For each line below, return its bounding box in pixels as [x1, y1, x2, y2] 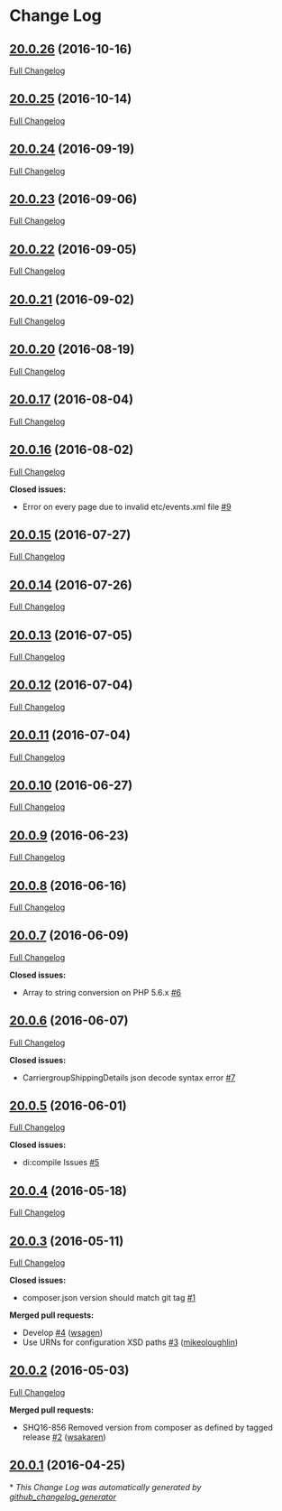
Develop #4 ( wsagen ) [22, 1328, 104, 1339]
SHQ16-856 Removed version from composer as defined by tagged [22, 1422, 273, 1432]
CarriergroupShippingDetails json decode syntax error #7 [22, 1071, 236, 1083]
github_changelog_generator [9, 1491, 117, 1502]
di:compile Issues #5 [22, 1157, 100, 1168]
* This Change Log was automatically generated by [9, 1481, 202, 1492]
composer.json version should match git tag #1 [22, 1293, 196, 1303]
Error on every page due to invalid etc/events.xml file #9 [22, 501, 232, 512]
